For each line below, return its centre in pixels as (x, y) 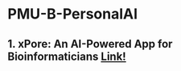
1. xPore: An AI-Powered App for (90, 44)
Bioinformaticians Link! (67, 56)
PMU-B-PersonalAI (73, 14)
